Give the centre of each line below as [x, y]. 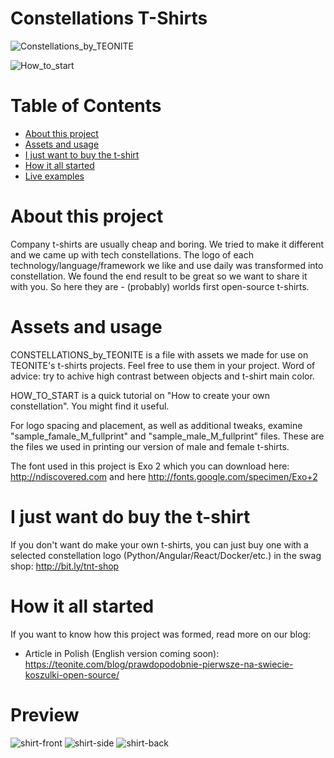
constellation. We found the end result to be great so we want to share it [159, 276]
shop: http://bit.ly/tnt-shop [65, 566]
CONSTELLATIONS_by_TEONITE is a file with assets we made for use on [159, 354]
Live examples [54, 176]
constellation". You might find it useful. [90, 406]
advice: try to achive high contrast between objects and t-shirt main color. [162, 376]
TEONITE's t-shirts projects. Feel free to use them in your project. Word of [163, 365]
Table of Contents [86, 106]
